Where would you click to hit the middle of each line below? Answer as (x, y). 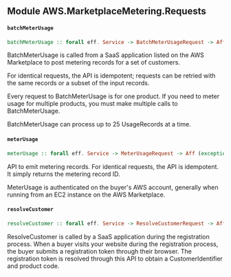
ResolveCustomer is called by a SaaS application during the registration (108, 236)
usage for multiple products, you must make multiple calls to (92, 104)
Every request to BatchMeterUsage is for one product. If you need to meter (113, 96)
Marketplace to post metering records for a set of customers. (94, 63)
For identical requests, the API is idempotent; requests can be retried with (111, 76)
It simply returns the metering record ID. (64, 174)
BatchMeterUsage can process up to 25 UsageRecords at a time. (99, 124)
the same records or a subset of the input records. (78, 83)
